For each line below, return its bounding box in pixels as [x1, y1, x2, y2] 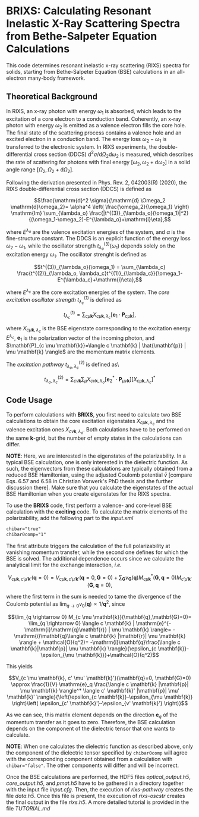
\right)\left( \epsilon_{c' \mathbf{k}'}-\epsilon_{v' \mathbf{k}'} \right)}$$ [11, 699, 188, 706]
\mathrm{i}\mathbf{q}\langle [14, 632, 84, 639]
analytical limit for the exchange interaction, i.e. [6, 561, 122, 568]
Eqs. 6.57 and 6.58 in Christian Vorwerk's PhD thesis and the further [6, 477, 173, 484]
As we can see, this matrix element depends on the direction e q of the [6, 711, 178, 719]
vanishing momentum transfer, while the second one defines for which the [6, 549, 188, 556]
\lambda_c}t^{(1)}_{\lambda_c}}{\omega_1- [79, 270, 183, 277]
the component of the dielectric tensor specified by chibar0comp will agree [6, 749, 188, 756]
